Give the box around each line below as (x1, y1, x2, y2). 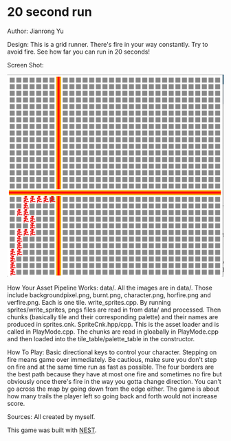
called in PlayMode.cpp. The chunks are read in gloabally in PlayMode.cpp (7, 327, 219, 336)
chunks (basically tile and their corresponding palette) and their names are (7, 312, 219, 321)
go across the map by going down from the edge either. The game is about (7, 385, 219, 393)
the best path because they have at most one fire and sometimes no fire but (7, 369, 222, 378)
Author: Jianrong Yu (7, 27, 64, 35)
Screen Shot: (7, 61, 44, 69)
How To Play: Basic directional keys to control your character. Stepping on (7, 348, 217, 356)
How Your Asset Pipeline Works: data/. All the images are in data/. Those (7, 283, 213, 292)
